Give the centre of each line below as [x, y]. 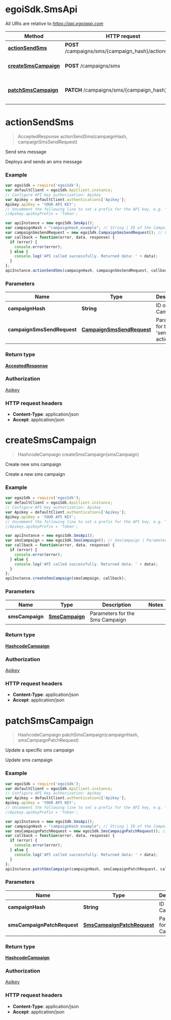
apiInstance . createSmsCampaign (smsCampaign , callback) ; [66, 578]
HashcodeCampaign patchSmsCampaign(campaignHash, [78, 735]
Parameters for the [112, 613]
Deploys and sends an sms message [44, 161]
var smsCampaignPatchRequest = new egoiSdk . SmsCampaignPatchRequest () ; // [86, 831]
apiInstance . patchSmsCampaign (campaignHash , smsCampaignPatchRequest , [82, 869]
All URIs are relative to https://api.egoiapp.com [54, 23]
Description [117, 605]
